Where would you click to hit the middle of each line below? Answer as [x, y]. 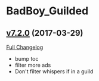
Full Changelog [25, 47]
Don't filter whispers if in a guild [54, 71]
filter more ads [33, 65]
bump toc [27, 59]
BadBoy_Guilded [47, 11]
